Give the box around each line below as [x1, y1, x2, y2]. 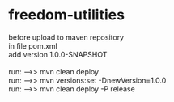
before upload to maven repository [8, 32, 124, 42]
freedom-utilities [8, 6, 125, 24]
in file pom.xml [8, 40, 58, 50]
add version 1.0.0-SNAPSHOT [8, 49, 108, 59]
